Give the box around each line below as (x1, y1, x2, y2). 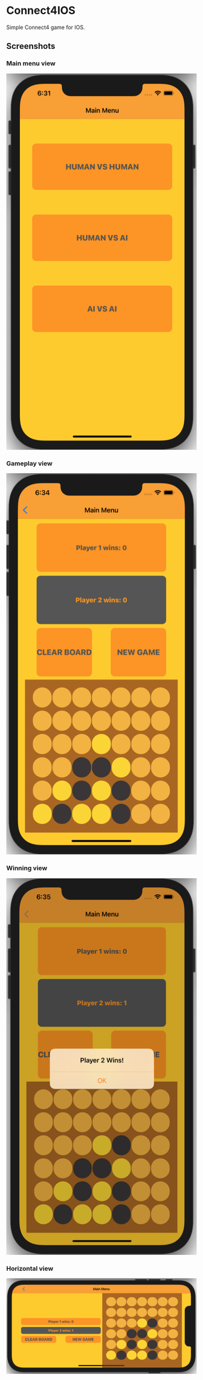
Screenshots (6, 41, 56, 51)
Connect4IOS (6, 4, 76, 18)
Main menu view (6, 59, 56, 68)
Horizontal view (6, 1264, 54, 1272)
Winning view (6, 864, 48, 872)
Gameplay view (6, 459, 53, 467)
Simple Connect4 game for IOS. (6, 24, 86, 31)
